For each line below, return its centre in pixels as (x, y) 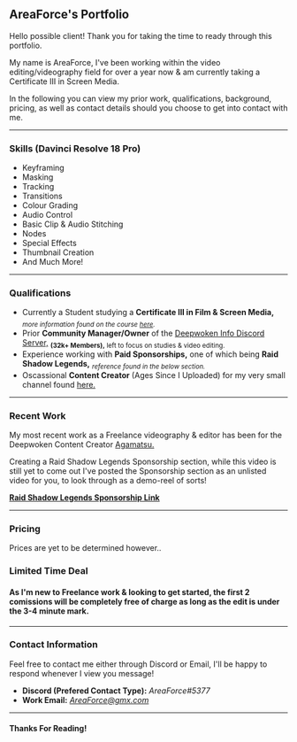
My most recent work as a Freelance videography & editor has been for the (146, 435)
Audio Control (47, 215)
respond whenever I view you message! (82, 673)
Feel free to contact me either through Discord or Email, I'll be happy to (138, 664)
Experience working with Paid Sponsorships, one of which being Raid (150, 354)
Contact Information (54, 645)
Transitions (42, 196)
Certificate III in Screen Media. (64, 81)
